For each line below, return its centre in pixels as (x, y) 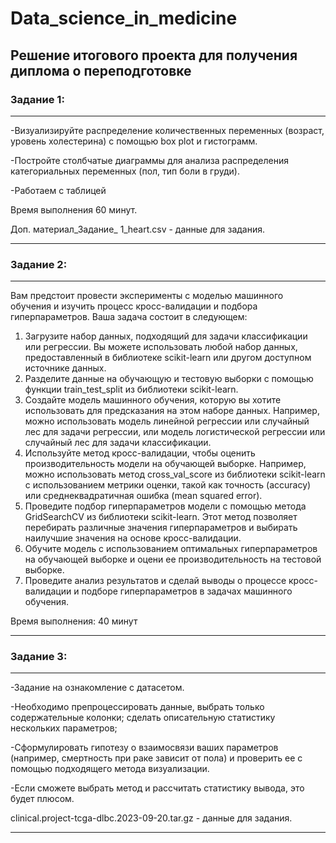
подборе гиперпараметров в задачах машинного (187, 591)
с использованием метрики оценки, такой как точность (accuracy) (168, 485)
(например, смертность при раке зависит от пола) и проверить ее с (156, 758)
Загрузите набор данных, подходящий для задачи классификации (166, 336)
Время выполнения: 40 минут (74, 621)
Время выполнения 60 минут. (74, 209)
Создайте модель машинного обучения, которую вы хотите (153, 400)
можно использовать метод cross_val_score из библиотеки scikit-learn (175, 474)
